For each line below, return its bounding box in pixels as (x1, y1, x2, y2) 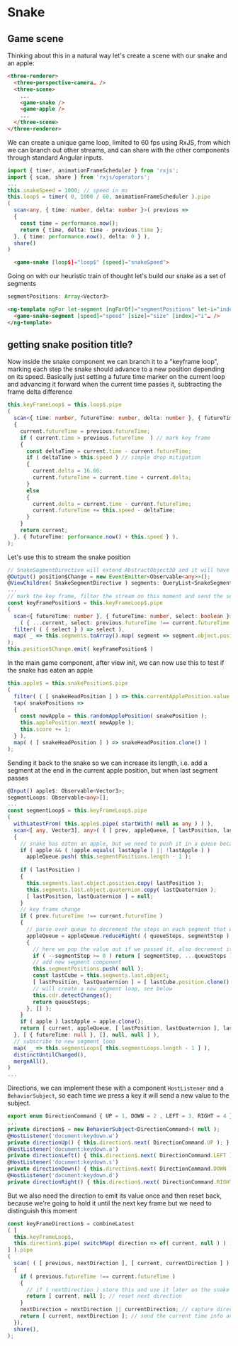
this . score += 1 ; (20, 726, 72, 733)
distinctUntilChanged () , (13, 1051, 87, 1058)
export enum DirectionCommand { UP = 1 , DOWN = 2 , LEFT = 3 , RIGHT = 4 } (7, 1113, 233, 1120)
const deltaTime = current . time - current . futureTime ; (25, 448, 192, 455)
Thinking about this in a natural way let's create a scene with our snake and (7, 51, 228, 60)
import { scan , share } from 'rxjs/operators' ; (7, 173, 151, 181)
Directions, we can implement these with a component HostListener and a (7, 1083, 225, 1093)
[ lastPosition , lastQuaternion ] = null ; (25, 893, 154, 900)
